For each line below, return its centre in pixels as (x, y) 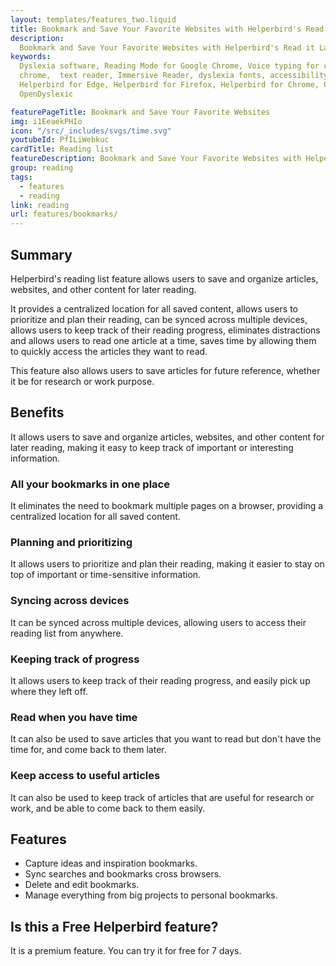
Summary (41, 254)
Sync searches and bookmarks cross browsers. (123, 874)
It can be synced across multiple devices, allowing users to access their (158, 622)
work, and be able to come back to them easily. (108, 808)
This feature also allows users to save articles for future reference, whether (165, 370)
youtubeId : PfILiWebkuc (60, 140)
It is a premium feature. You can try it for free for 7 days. (126, 951)
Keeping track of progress (75, 659)
